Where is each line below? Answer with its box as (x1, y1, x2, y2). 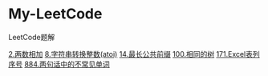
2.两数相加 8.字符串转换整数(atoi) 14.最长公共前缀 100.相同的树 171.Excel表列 (8, 49, 261, 58)
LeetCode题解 (8, 32, 55, 42)
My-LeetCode (8, 5, 103, 23)
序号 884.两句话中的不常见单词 (8, 59, 110, 69)
